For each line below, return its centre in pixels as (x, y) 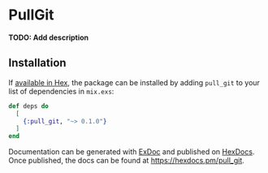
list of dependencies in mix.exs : (61, 91)
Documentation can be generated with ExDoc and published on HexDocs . (132, 152)
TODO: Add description (49, 37)
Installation (37, 63)
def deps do (28, 106)
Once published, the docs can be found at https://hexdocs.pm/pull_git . (127, 161)
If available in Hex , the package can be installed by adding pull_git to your (134, 82)
